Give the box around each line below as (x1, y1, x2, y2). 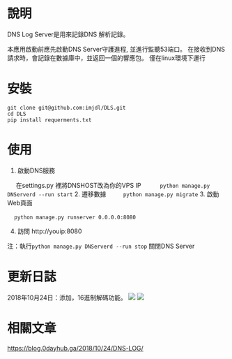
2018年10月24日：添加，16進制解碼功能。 (7, 293, 127, 302)
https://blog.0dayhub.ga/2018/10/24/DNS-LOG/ (7, 344, 144, 352)
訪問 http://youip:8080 (17, 227, 82, 235)
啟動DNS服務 (17, 166, 56, 175)
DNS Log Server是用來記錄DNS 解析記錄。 (7, 30, 130, 38)
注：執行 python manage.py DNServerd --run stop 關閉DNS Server (7, 242, 195, 250)
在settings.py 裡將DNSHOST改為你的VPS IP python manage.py (15, 181, 210, 189)
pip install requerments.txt (7, 116, 92, 124)
